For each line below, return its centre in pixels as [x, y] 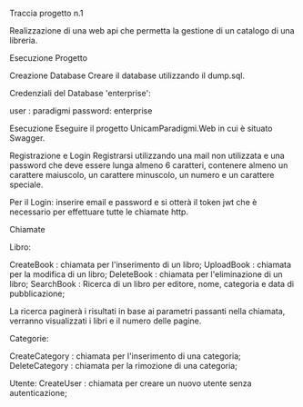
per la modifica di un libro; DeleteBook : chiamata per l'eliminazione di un [146, 274]
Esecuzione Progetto [49, 58]
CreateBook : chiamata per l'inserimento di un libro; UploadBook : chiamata [151, 264]
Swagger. [27, 138]
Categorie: [29, 338]
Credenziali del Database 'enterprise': [81, 93]
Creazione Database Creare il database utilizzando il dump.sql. [127, 75]
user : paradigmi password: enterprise [81, 111]
